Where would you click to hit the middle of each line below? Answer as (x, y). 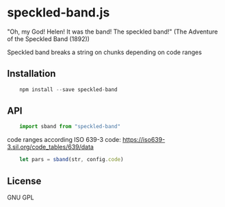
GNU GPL (21, 197)
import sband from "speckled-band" (70, 127)
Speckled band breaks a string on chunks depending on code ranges (105, 52)
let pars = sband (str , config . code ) (72, 160)
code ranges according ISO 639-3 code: (64, 140)
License (24, 181)
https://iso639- (144, 140)
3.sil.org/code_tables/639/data (51, 147)
